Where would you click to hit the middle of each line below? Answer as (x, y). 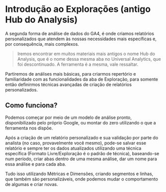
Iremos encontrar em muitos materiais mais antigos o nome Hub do (86, 54)
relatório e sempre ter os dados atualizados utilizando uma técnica (73, 148)
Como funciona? (31, 105)
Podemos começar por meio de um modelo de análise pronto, (68, 117)
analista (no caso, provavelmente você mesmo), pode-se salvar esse (76, 143)
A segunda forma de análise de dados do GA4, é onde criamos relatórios (80, 33)
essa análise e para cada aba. (36, 164)
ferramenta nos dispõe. (29, 128)
